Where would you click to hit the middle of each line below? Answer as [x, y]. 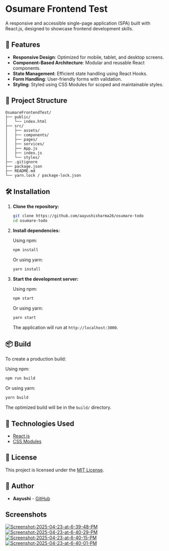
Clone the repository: [36, 206]
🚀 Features [23, 45]
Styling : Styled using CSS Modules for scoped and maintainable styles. [88, 84]
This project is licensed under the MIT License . [55, 470]
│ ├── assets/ [23, 130]
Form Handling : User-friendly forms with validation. [67, 79]
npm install [25, 250]
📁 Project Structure [36, 101]
